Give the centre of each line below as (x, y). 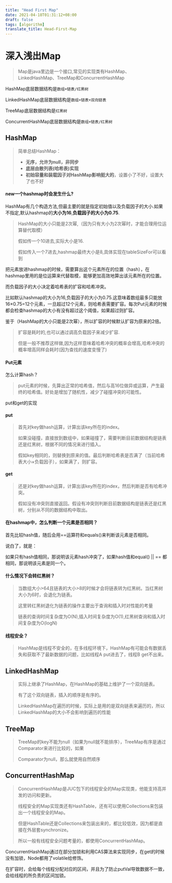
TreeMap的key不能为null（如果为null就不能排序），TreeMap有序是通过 (92, 742)
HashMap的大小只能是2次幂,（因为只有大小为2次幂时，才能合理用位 (90, 224)
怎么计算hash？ (22, 375)
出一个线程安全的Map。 (43, 812)
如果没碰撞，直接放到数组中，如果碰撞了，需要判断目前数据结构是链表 (92, 438)
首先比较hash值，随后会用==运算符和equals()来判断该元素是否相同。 (78, 535)
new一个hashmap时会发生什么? (39, 194)
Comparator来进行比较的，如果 (51, 748)
